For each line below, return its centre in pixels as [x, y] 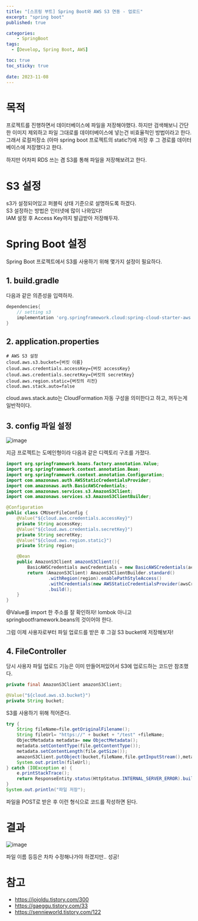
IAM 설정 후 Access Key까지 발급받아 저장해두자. [63, 218]
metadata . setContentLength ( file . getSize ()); [72, 751]
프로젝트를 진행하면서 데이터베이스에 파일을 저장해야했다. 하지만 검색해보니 [92, 125]
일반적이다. [19, 405]
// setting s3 [34, 312]
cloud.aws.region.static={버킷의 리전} [52, 381]
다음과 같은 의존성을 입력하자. [40, 295]
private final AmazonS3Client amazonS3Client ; [64, 684]
